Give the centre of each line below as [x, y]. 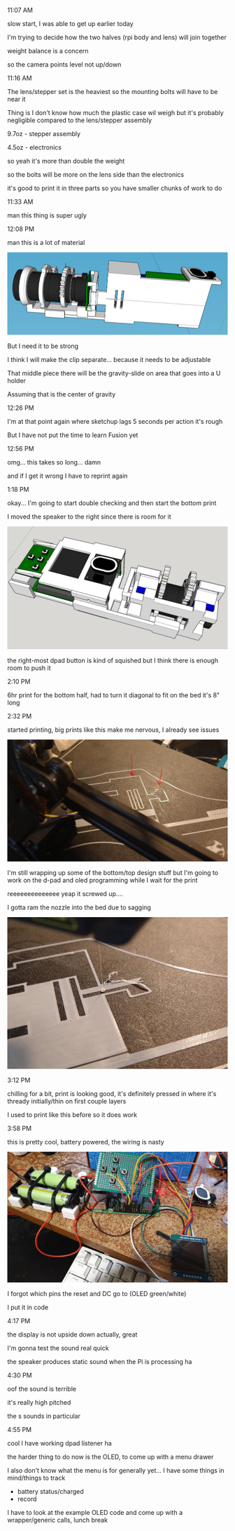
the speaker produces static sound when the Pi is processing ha [100, 1361]
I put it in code [28, 1307]
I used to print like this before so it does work [72, 1115]
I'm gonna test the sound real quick [58, 1348]
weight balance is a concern [48, 51]
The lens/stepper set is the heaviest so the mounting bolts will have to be [113, 92]
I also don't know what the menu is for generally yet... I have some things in [116, 1470]
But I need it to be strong [43, 346]
